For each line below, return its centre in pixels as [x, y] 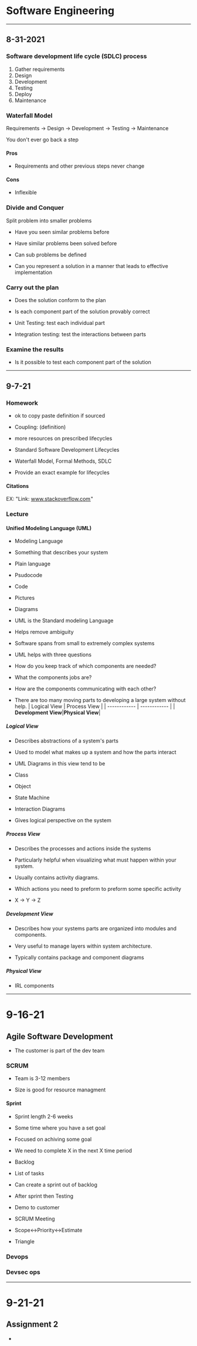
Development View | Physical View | [57, 713]
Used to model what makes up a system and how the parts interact [96, 752]
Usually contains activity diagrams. [57, 877]
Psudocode [28, 575]
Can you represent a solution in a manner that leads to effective [91, 266]
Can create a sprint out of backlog [56, 1184]
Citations [18, 486]
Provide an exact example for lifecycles [62, 472]
